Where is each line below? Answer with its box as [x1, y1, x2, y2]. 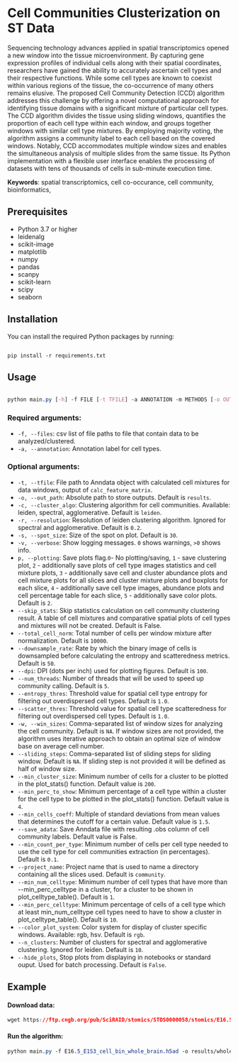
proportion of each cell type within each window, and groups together [7, 118, 211, 127]
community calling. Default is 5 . [17, 681, 110, 690]
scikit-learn [17, 277, 51, 286]
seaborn [17, 292, 42, 301]
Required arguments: [7, 413, 82, 423]
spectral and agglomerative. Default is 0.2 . [17, 523, 142, 531]
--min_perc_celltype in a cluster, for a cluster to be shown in [17, 885, 193, 893]
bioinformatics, [7, 185, 52, 194]
